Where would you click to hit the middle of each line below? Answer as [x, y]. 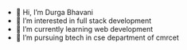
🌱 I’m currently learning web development [84, 29]
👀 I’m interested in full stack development [84, 21]
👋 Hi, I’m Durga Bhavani [55, 12]
